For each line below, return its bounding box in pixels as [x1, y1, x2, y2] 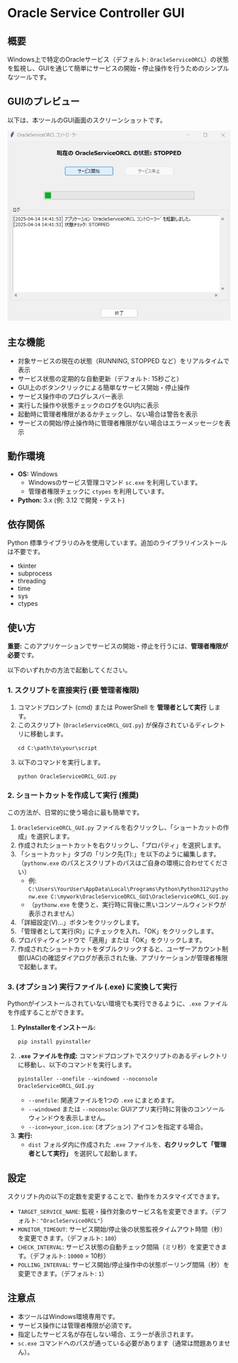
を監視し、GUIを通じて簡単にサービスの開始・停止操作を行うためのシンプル [7, 64, 229, 72]
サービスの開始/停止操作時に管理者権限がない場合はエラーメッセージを [17, 419, 225, 427]
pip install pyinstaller [17, 1038, 91, 1046]
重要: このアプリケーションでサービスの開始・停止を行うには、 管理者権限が [7, 642, 229, 651]
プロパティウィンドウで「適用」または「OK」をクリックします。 [17, 935, 206, 944]
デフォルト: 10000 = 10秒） [33, 1251, 110, 1260]
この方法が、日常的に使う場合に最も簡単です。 [7, 807, 144, 817]
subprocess [17, 569, 52, 578]
